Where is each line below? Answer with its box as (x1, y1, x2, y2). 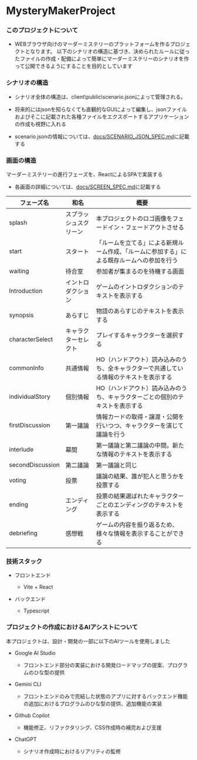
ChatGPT (14, 735, 37, 742)
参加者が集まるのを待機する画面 (96, 267, 185, 275)
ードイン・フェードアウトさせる (96, 223, 185, 231)
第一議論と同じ (96, 461, 138, 469)
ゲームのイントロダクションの (96, 283, 178, 291)
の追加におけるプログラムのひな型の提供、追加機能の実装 (23, 700, 162, 707)
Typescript (23, 607, 50, 614)
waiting (9, 267, 29, 275)
